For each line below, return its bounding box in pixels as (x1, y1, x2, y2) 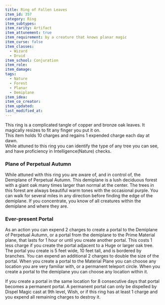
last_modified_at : (5, 108, 43, 114)
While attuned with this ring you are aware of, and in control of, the (5, 172, 141, 178)
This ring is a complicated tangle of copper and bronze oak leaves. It (5, 122, 145, 128)
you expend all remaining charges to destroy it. (5, 294, 101, 300)
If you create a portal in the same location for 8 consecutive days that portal (5, 278, 160, 284)
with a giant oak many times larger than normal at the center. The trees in (5, 182, 154, 188)
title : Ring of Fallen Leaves (5, 7, 68, 12)
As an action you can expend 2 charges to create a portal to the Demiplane (5, 227, 158, 233)
